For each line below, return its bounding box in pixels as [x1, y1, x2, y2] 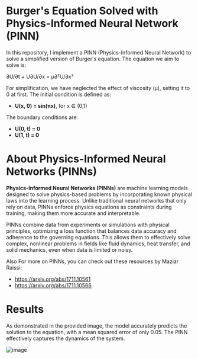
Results [6, 303, 44, 316]
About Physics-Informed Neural [6, 152, 166, 166]
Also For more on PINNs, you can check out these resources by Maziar [6, 258, 179, 265]
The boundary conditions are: [6, 114, 79, 121]
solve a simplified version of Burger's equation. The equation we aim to [6, 55, 180, 62]
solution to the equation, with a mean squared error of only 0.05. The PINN [6, 328, 188, 335]
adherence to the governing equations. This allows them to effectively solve [6, 233, 191, 241]
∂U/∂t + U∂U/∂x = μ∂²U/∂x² [6, 73, 74, 80]
